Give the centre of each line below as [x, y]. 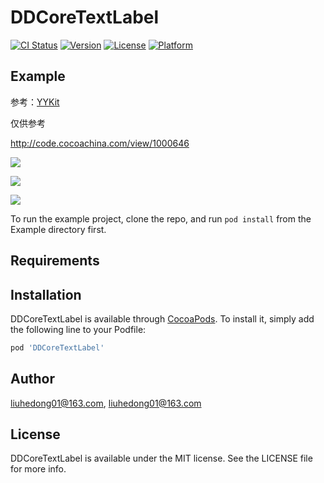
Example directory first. [58, 229]
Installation [46, 294]
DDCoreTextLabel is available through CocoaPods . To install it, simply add [162, 318]
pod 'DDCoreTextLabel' [57, 347]
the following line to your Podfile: [78, 329]
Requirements [55, 261]
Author [32, 379]
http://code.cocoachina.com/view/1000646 [100, 143]
